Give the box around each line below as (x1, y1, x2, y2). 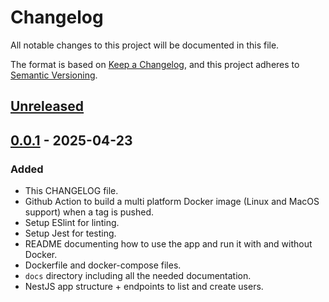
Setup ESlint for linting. (24, 217, 120, 229)
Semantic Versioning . (10, 69, 98, 81)
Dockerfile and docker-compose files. (24, 259, 182, 271)
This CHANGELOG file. (24, 185, 119, 197)
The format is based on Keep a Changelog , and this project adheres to (10, 58, 300, 70)
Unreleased (10, 98, 85, 115)
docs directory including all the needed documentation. (24, 270, 252, 282)
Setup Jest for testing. (24, 227, 117, 240)
